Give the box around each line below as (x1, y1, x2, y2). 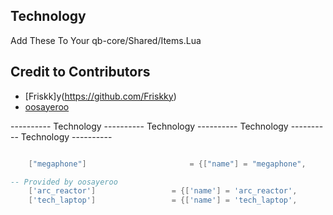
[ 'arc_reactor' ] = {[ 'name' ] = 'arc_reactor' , (28, 186, 298, 196)
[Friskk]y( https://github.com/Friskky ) (24, 90, 177, 102)
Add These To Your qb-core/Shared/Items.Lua (10, 34, 202, 46)
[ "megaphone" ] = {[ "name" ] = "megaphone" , (28, 159, 307, 169)
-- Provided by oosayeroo (10, 177, 118, 187)
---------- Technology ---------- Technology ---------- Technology (10, 120, 289, 132)
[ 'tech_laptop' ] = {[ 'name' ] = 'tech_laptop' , (28, 195, 298, 206)
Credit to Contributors (10, 64, 151, 81)
